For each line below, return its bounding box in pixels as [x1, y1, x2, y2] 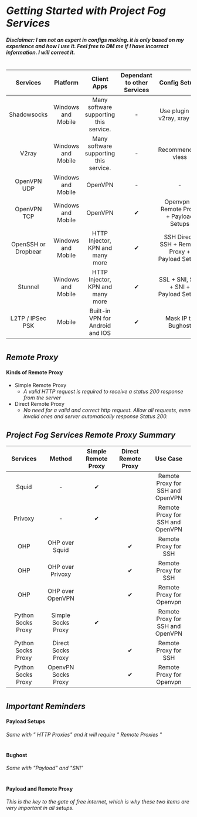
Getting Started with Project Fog [6, 4, 166, 18]
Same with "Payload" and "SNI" [6, 764, 84, 772]
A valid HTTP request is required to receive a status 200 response [23, 388, 184, 395]
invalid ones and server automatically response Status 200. [23, 413, 168, 420]
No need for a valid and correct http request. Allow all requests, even [23, 406, 191, 414]
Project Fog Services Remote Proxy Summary [6, 430, 176, 440]
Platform [53, 78, 79, 86]
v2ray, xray [158, 114, 189, 122]
